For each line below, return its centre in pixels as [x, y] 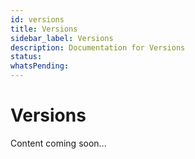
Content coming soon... [58, 143]
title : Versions [44, 29]
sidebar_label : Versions [62, 38]
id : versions [37, 19]
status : [26, 57]
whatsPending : [40, 66]
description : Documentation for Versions [98, 47]
